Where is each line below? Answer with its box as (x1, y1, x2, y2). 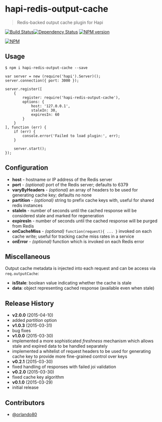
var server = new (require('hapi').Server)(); (5, 74, 101, 79)
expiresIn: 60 (31, 112, 60, 117)
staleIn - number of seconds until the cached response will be (12, 208, 137, 213)
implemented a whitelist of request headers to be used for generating (12, 349, 151, 354)
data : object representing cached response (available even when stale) (12, 285, 155, 291)
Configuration (5, 164, 49, 172)
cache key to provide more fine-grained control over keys (12, 353, 128, 359)
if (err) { (14, 129, 36, 134)
